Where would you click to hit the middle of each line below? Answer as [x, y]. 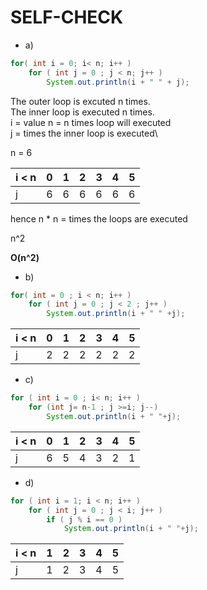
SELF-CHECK [67, 17]
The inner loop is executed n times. [82, 112]
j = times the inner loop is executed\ [84, 133]
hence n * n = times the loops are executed [99, 218]
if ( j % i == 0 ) [84, 519]
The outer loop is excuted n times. [80, 101]
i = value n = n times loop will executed [91, 122]
